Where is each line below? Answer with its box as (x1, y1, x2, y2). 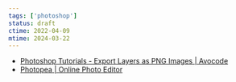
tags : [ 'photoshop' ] (8, 11, 78, 20)
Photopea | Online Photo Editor (19, 65, 123, 75)
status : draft (8, 19, 56, 27)
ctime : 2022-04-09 (8, 27, 70, 35)
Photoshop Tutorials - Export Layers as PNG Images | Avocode (19, 56, 229, 66)
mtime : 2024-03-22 (8, 34, 70, 43)
